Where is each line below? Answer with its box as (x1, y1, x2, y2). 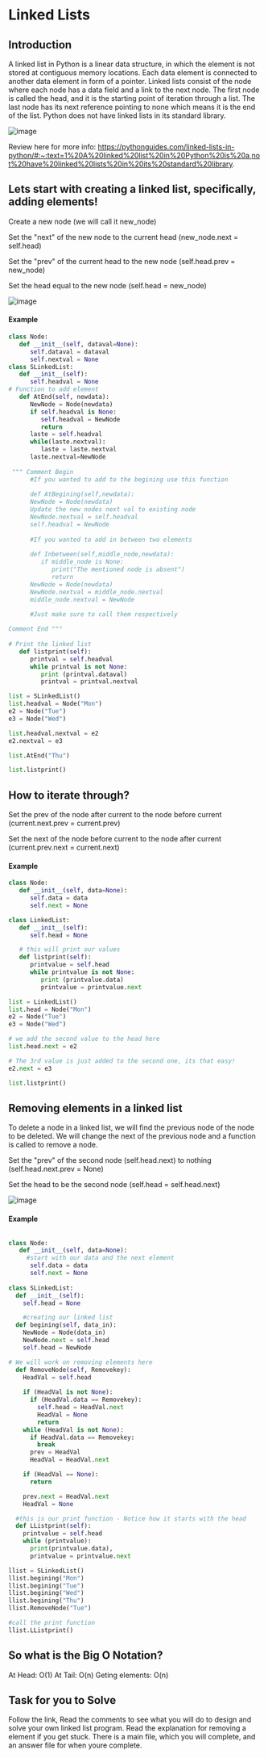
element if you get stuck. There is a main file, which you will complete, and (8, 1732, 256, 1742)
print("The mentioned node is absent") (51, 565, 185, 574)
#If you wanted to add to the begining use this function (29, 475, 229, 484)
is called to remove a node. (8, 1140, 98, 1150)
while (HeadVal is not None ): (23, 1425, 125, 1434)
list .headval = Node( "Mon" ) (8, 700, 103, 708)
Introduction (8, 38, 72, 52)
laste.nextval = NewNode (29, 453, 106, 461)
